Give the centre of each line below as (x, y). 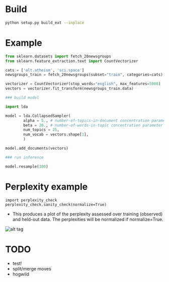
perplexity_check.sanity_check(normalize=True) (56, 204)
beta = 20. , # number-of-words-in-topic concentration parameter (93, 125)
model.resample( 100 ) (27, 166)
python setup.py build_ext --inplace (45, 23)
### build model (22, 98)
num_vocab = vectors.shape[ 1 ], (56, 134)
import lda (17, 107)
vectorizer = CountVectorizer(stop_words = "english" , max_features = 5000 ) (83, 84)
